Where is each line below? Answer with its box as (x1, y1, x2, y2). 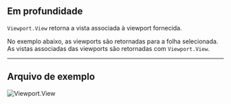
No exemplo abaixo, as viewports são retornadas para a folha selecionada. (7, 37, 219, 45)
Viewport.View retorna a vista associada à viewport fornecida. (7, 23, 182, 32)
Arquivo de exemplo (7, 71, 95, 83)
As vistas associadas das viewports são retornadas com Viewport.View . (7, 44, 210, 52)
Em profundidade (7, 6, 83, 17)
